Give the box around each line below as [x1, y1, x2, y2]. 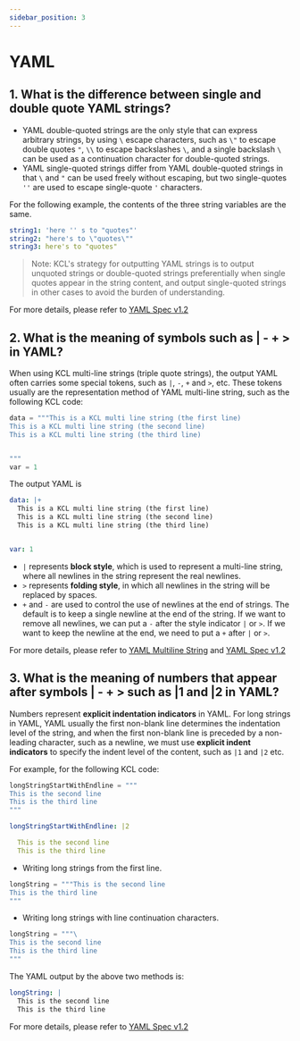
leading [9, 736, 37, 747]
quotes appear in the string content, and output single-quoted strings [30, 278, 287, 289]
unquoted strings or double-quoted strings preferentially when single [30, 268, 286, 279]
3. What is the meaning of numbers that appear [9, 671, 278, 686]
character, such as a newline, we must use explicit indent [38, 736, 252, 747]
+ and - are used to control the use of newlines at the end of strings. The [21, 599, 290, 609]
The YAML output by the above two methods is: [9, 970, 185, 981]
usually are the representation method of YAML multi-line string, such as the [9, 387, 290, 398]
